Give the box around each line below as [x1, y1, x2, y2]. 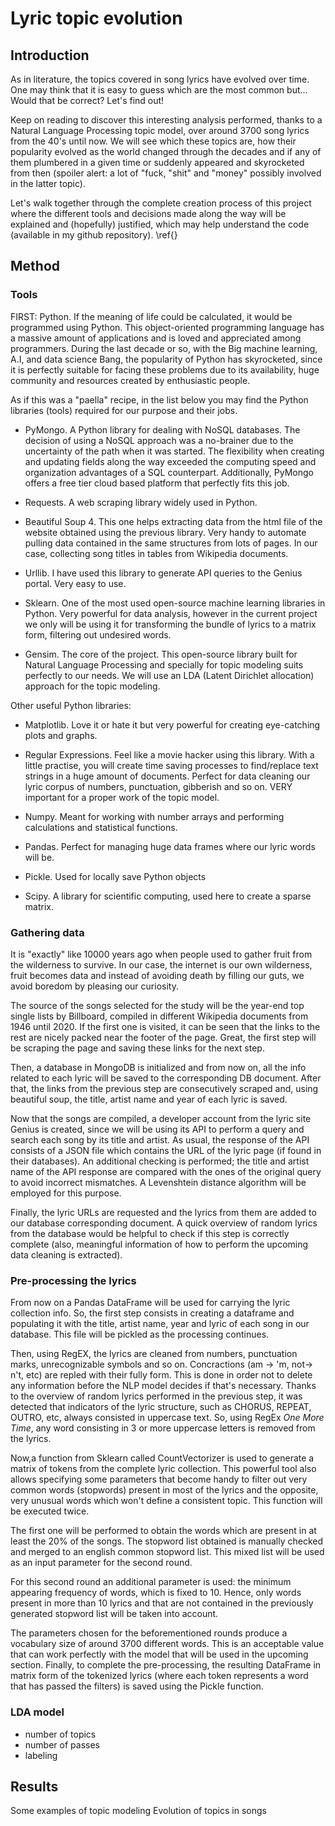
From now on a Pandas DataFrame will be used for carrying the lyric [10, 1297, 291, 1309]
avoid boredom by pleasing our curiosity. [10, 980, 179, 992]
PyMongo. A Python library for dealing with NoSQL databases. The [24, 423, 301, 436]
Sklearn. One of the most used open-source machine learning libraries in [24, 597, 326, 609]
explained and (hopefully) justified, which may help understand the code [10, 218, 310, 230]
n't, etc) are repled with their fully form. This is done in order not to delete [10, 1369, 313, 1381]
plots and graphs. [24, 729, 98, 741]
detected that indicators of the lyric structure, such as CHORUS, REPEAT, [10, 1401, 312, 1413]
